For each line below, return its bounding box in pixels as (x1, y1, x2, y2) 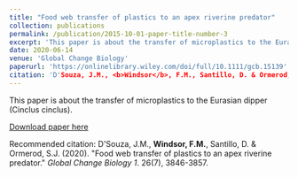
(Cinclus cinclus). (9, 104, 73, 115)
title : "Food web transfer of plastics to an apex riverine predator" (9, 12, 276, 22)
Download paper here (9, 121, 89, 132)
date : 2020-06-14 (9, 46, 74, 55)
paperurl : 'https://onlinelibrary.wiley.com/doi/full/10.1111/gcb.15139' (9, 63, 288, 72)
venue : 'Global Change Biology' (9, 54, 129, 63)
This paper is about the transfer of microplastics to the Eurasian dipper (9, 95, 268, 105)
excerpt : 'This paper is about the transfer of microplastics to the (9, 37, 272, 47)
